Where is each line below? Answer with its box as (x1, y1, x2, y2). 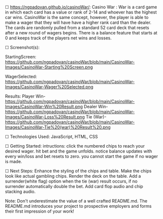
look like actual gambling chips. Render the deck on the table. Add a (5, 173, 141, 179)
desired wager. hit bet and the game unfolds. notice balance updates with (5, 148, 152, 154)
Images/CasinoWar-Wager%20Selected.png (5, 84, 94, 89)
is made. (5, 159, 22, 164)
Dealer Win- (84, 104, 108, 109)
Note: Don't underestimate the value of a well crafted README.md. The (5, 198, 147, 203)
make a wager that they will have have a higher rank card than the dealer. (5, 19, 152, 25)
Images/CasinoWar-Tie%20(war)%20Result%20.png (5, 124, 111, 130)
